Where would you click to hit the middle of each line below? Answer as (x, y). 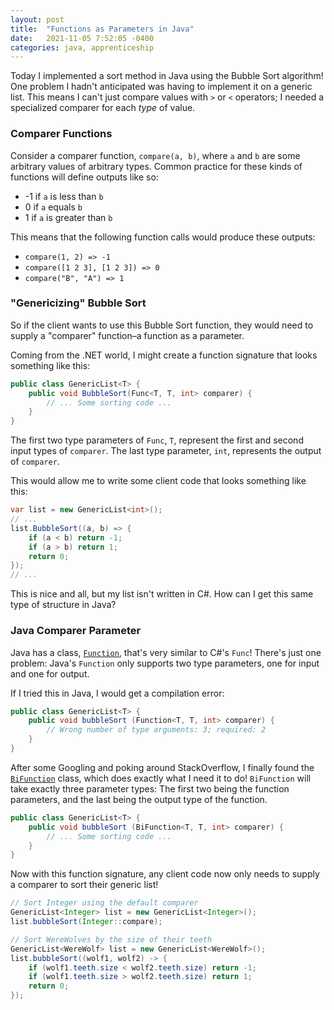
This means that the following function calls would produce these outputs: (163, 237)
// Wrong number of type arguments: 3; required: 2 (156, 730)
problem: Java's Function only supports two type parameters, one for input (165, 663)
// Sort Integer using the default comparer (104, 903)
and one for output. (50, 673)
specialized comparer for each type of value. (103, 108)
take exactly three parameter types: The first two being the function (150, 788)
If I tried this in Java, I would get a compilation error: (117, 693)
